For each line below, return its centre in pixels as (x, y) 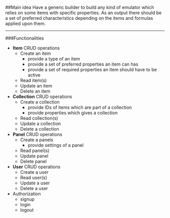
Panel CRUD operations (37, 134)
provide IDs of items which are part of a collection (80, 107)
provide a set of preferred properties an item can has (83, 64)
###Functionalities (25, 38)
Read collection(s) (39, 118)
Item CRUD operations (36, 48)
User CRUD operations (36, 167)
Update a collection (40, 123)
